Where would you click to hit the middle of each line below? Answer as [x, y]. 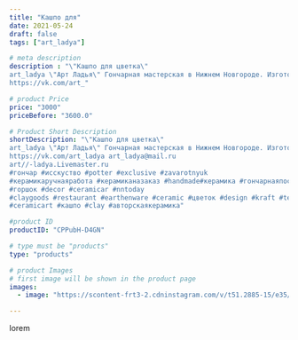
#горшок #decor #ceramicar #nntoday [77, 189]
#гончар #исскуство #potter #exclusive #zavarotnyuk [109, 173]
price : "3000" [35, 107]
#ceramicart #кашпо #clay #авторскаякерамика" [97, 206]
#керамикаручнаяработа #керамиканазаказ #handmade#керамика [123, 181]
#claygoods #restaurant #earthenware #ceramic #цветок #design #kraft [142, 198]
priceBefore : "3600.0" [51, 115]
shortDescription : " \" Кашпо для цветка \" [87, 140]
